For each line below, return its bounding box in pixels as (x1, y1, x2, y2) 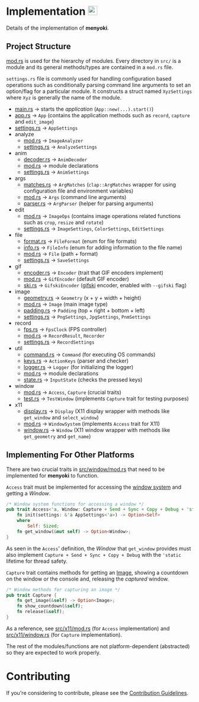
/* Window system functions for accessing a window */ (6, 501, 145, 507)
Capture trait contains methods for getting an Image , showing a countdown (6, 569, 188, 576)
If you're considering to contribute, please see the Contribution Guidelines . (6, 689, 188, 696)
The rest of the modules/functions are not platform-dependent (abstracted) (6, 642, 190, 650)
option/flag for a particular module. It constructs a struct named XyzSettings (6, 88, 192, 95)
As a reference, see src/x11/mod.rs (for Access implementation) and (6, 624, 170, 632)
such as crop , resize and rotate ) (23, 219, 104, 226)
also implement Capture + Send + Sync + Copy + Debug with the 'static (6, 551, 182, 558)
